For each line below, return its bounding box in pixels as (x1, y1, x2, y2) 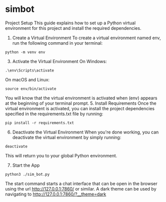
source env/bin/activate (5, 86, 56, 91)
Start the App (12, 162, 40, 168)
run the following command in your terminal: (12, 40, 103, 46)
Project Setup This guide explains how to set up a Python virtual (5, 20, 136, 26)
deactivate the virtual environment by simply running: (12, 134, 121, 140)
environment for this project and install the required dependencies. (5, 25, 142, 31)
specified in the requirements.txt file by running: (5, 111, 104, 117)
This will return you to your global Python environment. (5, 152, 117, 158)
